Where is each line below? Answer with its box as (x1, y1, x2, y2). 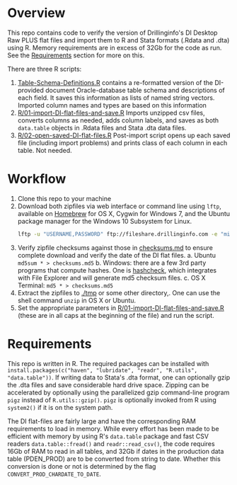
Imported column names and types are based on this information (17, 101, 207, 109)
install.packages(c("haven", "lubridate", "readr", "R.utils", (7, 367, 198, 374)
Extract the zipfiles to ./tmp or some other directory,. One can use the (17, 288, 221, 297)
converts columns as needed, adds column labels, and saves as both (17, 115, 219, 125)
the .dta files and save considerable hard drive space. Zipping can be (7, 380, 209, 389)
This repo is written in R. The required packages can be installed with (7, 359, 209, 367)
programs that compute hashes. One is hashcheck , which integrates (17, 266, 217, 274)
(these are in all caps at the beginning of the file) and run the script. (17, 311, 214, 319)
